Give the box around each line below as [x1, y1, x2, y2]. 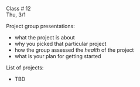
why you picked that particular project [14, 41, 107, 47]
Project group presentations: [6, 23, 75, 29]
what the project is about [14, 34, 75, 41]
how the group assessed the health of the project [14, 46, 134, 53]
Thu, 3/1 [6, 11, 26, 18]
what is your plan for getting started [14, 53, 101, 59]
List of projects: [6, 64, 44, 71]
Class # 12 [6, 5, 31, 12]
